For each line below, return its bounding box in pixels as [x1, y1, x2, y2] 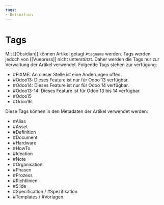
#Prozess [12, 172, 33, 179]
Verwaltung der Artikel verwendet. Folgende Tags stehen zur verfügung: [5, 62, 157, 68]
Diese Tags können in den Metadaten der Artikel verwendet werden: [5, 108, 149, 114]
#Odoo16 [12, 99, 32, 105]
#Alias [12, 118, 26, 125]
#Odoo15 [12, 93, 32, 99]
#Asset [12, 124, 28, 130]
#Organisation [12, 161, 43, 168]
